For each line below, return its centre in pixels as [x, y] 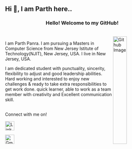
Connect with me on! [26, 114]
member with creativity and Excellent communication [59, 94]
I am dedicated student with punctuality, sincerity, [55, 68]
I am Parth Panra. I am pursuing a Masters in [50, 43]
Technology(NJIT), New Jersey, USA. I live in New [55, 53]
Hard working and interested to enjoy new [47, 78]
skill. [10, 99]
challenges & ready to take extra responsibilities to [56, 84]
